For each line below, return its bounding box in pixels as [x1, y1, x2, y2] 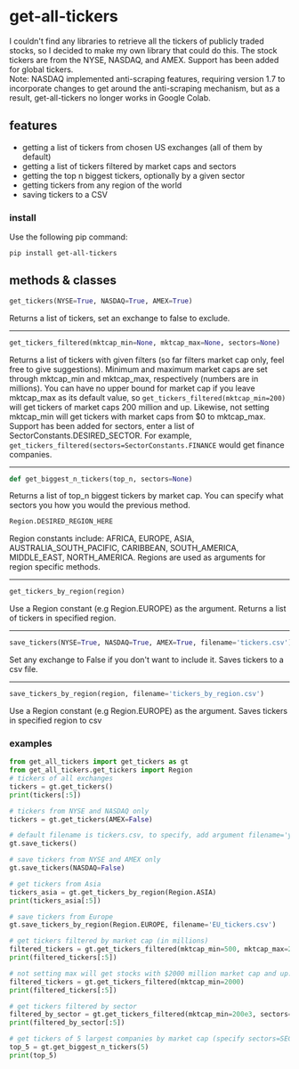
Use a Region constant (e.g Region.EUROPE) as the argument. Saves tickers [9, 705, 287, 716]
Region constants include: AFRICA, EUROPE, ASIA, [9, 533, 195, 544]
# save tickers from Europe [9, 912, 114, 921]
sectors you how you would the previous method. [9, 500, 190, 511]
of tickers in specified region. [9, 612, 117, 624]
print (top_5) [9, 1050, 58, 1060]
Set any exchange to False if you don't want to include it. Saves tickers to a [9, 654, 285, 665]
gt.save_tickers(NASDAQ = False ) [9, 863, 125, 873]
